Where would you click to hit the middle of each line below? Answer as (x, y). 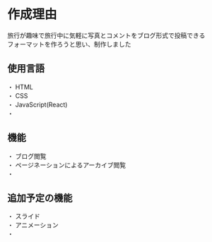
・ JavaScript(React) (37, 104)
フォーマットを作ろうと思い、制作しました (69, 44)
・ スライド (24, 217)
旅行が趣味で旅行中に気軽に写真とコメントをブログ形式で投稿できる (106, 35)
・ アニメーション (33, 225)
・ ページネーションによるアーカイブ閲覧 (67, 165)
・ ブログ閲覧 (27, 156)
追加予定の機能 (40, 198)
